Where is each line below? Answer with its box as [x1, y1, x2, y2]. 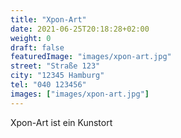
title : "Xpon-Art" [10, 14, 87, 25]
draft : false [10, 42, 65, 53]
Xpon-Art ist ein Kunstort [10, 116, 113, 128]
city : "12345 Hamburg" [10, 71, 105, 81]
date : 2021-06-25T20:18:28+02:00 [10, 24, 150, 34]
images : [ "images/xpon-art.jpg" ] [10, 89, 150, 99]
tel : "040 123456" [10, 80, 87, 90]
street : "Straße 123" [10, 61, 101, 71]
